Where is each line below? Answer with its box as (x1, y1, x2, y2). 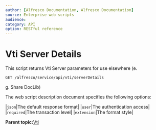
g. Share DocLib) (5, 84, 41, 90)
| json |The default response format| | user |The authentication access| (5, 104, 150, 110)
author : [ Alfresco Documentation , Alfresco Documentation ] (5, 7, 134, 13)
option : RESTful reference (5, 27, 63, 32)
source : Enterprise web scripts (5, 12, 74, 17)
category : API (5, 21, 36, 27)
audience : (5, 17, 27, 22)
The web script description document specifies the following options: (5, 94, 152, 100)
